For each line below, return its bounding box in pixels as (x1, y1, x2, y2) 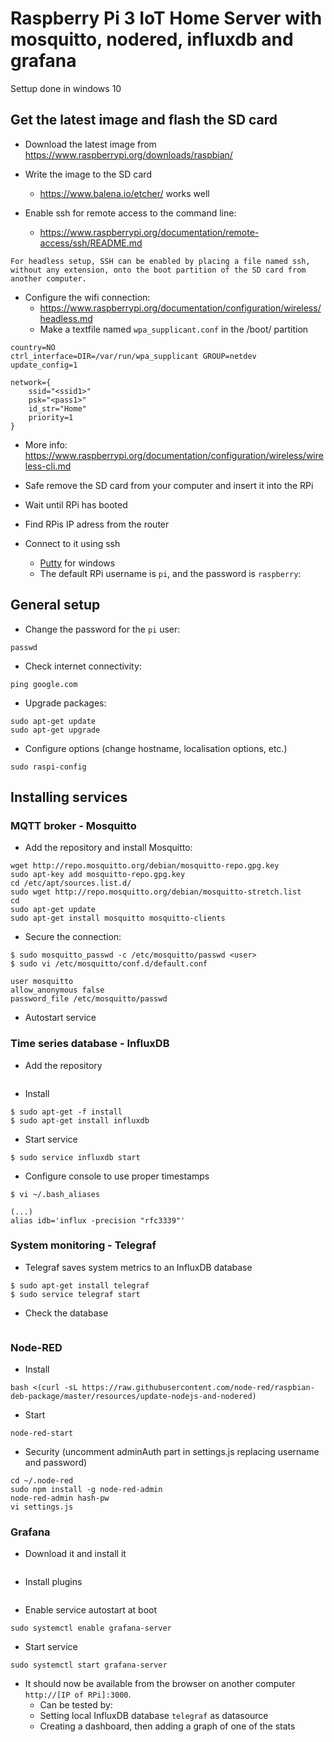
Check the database (24, 1307, 109, 1319)
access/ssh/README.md (39, 237, 143, 249)
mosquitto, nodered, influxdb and (10, 28, 294, 51)
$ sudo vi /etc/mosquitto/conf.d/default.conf (10, 959, 208, 969)
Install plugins (24, 1576, 83, 1588)
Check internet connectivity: (24, 660, 142, 672)
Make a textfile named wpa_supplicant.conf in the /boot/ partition (39, 323, 309, 335)
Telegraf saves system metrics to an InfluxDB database (24, 1261, 253, 1273)
